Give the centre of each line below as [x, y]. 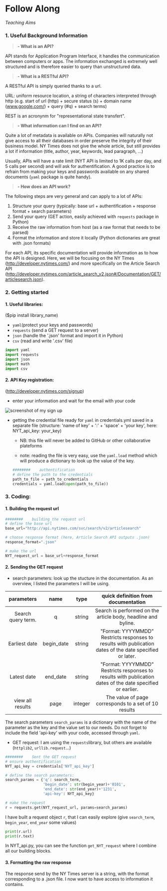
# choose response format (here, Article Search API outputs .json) [78, 538]
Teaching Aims [20, 22]
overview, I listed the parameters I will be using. [61, 583]
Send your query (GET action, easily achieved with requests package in [85, 217]
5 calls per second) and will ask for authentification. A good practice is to [80, 166]
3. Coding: [18, 497]
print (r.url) [19, 832]
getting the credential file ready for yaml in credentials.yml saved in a [83, 420]
